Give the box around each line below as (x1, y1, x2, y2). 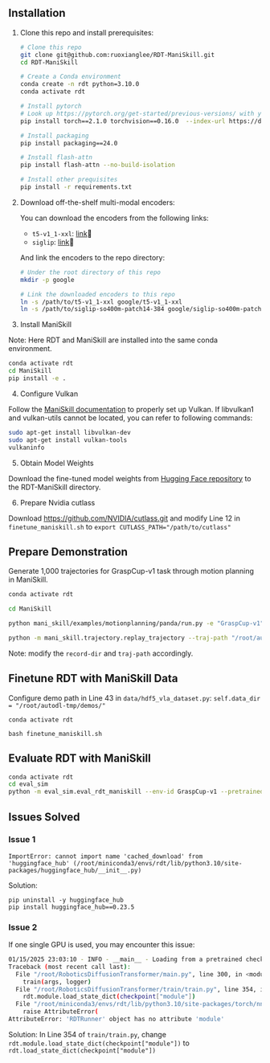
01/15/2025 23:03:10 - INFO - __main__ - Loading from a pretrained (8, 955, 243, 963)
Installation (8, 6, 66, 20)
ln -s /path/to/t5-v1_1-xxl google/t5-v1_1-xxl (19, 297, 182, 306)
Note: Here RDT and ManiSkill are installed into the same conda (8, 335, 219, 345)
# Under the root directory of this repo (19, 268, 161, 276)
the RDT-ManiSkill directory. (8, 482, 101, 492)
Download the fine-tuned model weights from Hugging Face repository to (8, 473, 252, 483)
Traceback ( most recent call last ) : (8, 963, 131, 971)
